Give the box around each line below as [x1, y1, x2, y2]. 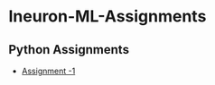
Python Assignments [8, 42, 130, 57]
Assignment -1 [21, 65, 76, 76]
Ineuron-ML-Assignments [8, 6, 207, 27]
